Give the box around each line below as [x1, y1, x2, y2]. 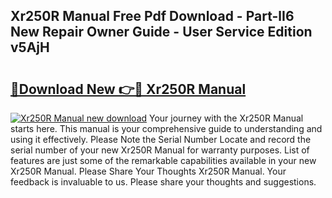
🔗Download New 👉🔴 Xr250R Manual [10, 80, 247, 98]
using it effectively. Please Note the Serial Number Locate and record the [10, 134, 312, 145]
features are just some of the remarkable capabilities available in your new [10, 155, 317, 166]
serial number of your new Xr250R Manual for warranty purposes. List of [10, 144, 310, 156]
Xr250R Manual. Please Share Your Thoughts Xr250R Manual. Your [10, 165, 287, 177]
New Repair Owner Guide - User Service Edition [10, 24, 313, 41]
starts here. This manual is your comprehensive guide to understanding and [10, 123, 323, 134]
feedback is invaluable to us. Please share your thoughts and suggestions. [10, 176, 317, 188]
